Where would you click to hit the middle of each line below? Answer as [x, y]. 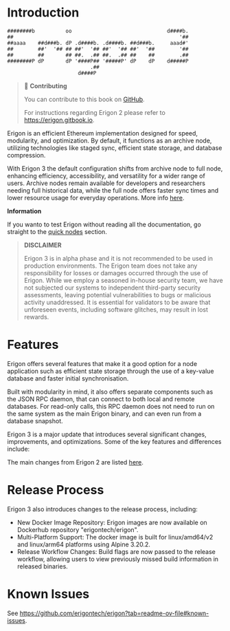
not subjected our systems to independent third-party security [112, 288]
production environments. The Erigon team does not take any [111, 266]
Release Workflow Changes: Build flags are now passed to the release [116, 551]
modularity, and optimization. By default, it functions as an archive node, [110, 140]
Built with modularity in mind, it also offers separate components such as [110, 392]
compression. [26, 155]
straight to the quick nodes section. [57, 231]
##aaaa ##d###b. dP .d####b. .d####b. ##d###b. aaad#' [98, 43]
